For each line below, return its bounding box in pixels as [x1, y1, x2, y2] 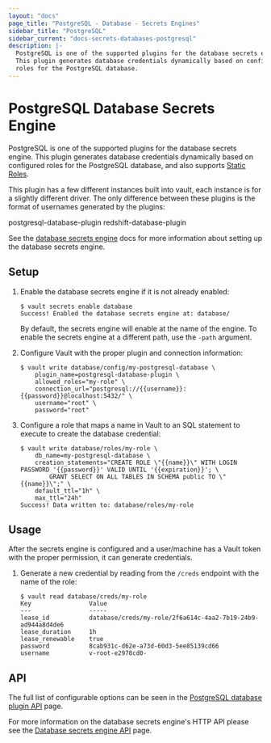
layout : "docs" [8, 11, 60, 20]
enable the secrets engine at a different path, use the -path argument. [19, 332, 252, 342]
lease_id [19, 614, 50, 623]
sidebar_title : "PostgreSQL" [8, 27, 106, 35]
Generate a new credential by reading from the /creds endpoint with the [19, 568, 260, 578]
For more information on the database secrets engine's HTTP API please [8, 717, 249, 727]
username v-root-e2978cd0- [19, 649, 148, 657]
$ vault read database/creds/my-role [19, 593, 148, 601]
